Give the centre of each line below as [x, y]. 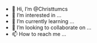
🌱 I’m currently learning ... [43, 21]
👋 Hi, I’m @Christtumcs [40, 9]
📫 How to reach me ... [39, 34]
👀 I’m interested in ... [36, 15]
